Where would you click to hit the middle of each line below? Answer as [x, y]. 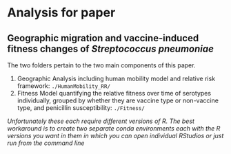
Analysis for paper [61, 13]
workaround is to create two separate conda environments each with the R [114, 128]
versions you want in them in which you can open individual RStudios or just [115, 136]
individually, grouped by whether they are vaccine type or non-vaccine [118, 100]
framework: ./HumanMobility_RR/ [64, 86]
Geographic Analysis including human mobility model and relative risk [116, 78]
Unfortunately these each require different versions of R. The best [101, 121]
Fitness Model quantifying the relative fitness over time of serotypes [114, 93]
